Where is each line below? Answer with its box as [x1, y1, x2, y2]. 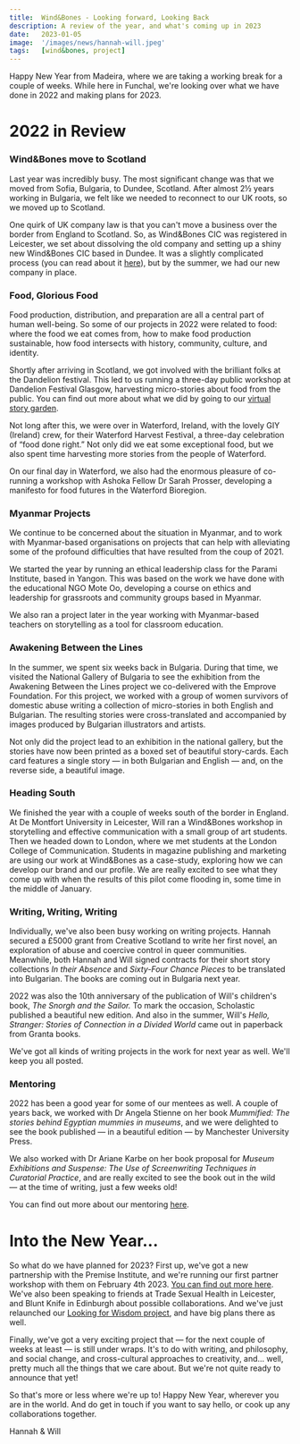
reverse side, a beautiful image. [9, 764, 125, 775]
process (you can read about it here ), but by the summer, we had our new [9, 257, 280, 268]
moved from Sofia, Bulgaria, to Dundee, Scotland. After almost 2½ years [9, 182, 275, 193]
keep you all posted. [9, 1056, 84, 1067]
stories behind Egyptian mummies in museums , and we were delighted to [9, 1117, 279, 1127]
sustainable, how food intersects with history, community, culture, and [9, 337, 268, 349]
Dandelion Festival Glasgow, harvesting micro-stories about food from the [9, 384, 281, 394]
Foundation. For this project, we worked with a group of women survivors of [9, 690, 288, 701]
